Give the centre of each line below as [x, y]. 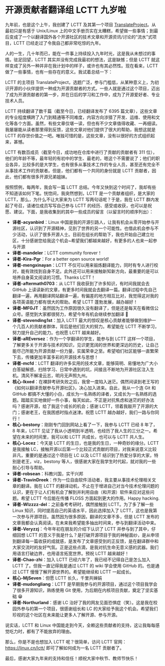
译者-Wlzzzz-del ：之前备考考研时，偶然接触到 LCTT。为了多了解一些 [83, 504]
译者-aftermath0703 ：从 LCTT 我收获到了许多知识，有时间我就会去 [81, 283]
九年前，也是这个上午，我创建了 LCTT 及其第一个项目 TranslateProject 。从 [81, 25]
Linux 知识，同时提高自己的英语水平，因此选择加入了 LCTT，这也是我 [82, 510]
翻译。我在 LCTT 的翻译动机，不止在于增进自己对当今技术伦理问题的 [90, 486]
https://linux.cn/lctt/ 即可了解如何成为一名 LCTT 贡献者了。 [65, 648]
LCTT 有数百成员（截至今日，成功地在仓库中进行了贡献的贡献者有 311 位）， [81, 152]
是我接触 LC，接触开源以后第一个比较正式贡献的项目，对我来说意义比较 [84, 449]
